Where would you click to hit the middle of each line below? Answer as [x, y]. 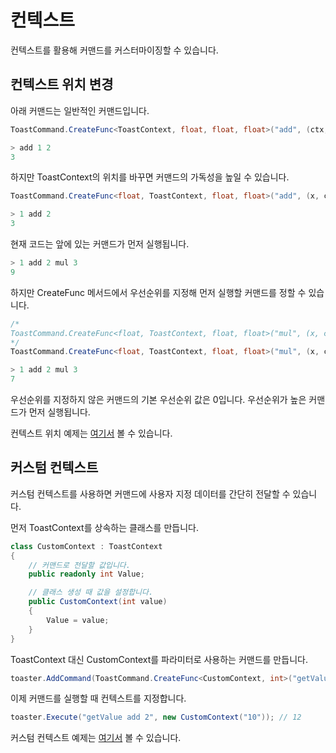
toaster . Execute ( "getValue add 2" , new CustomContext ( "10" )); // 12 [156, 717]
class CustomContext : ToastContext [86, 546]
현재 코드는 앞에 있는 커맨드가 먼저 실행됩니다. [100, 244]
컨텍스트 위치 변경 [62, 84]
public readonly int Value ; [86, 574]
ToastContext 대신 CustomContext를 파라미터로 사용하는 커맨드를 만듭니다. [159, 659]
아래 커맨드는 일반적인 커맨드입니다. [80, 110]
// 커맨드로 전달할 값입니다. [79, 565]
